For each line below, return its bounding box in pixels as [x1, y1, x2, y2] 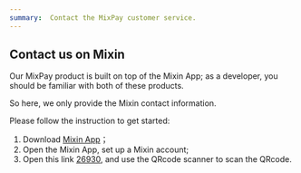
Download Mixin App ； [22, 134, 109, 145]
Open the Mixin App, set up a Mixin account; [22, 144, 189, 155]
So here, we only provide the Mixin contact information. [9, 98, 217, 109]
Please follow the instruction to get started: [9, 115, 170, 127]
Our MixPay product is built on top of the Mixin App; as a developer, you [9, 71, 278, 82]
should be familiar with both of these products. [9, 81, 184, 91]
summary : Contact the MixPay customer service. [9, 13, 197, 23]
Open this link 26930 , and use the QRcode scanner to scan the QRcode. [22, 154, 292, 165]
